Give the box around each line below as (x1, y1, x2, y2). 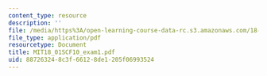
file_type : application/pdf (8, 33, 102, 42)
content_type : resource (8, 11, 87, 20)
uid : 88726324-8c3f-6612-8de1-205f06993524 (8, 56, 155, 64)
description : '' (8, 19, 62, 27)
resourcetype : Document (8, 41, 87, 49)
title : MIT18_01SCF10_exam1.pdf (8, 48, 115, 56)
